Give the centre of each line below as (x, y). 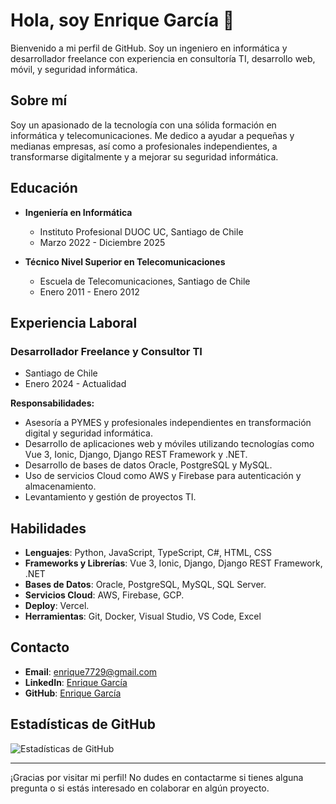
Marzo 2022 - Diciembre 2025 (102, 242)
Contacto (40, 647)
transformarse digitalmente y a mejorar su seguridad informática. (144, 156)
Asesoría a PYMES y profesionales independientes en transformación (168, 423)
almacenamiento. (60, 486)
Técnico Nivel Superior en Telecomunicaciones (125, 261)
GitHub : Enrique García (73, 693)
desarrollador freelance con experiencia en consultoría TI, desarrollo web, (163, 58)
